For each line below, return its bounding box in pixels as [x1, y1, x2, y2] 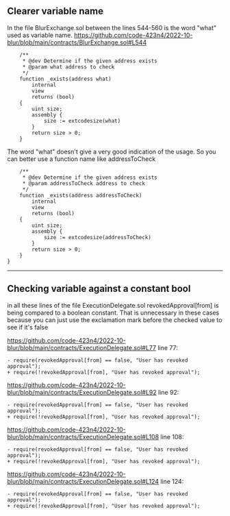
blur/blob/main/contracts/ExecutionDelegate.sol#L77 [7, 343, 156, 352]
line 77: [157, 343, 178, 352]
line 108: [160, 432, 184, 441]
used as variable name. [7, 31, 73, 39]
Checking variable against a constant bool [7, 283, 191, 295]
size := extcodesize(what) [43, 117, 121, 124]
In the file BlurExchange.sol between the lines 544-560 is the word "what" [7, 23, 217, 32]
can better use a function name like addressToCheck [7, 154, 156, 163]
